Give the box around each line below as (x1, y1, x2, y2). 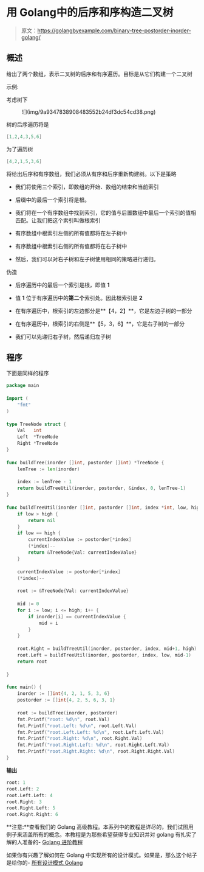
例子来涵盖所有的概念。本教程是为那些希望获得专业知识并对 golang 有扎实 (6, 831, 191, 839)
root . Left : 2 (6, 786, 39, 792)
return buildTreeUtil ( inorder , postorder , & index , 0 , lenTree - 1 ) (17, 485, 186, 492)
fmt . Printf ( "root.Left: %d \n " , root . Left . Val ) (17, 722, 137, 729)
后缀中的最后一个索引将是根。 (15, 196, 90, 203)
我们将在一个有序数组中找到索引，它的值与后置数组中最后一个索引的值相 (15, 209, 196, 216)
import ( (6, 396, 29, 402)
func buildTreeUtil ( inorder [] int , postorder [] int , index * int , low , (6, 504, 189, 511)
